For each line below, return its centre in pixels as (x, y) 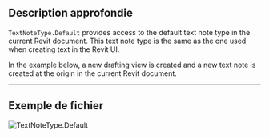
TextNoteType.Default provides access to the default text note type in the (129, 32)
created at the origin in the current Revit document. (93, 73)
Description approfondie (71, 13)
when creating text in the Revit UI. (64, 49)
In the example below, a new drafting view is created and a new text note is (132, 65)
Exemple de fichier (56, 106)
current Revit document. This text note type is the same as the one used (127, 41)
